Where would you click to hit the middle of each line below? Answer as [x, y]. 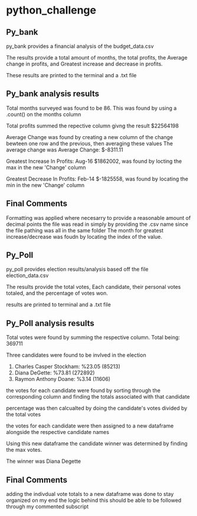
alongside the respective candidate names [58, 432]
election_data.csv [27, 275]
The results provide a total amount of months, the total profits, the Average [97, 57]
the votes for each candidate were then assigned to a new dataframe [90, 426]
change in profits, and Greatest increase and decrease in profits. [85, 64]
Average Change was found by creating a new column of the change [90, 137]
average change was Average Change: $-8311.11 [65, 149]
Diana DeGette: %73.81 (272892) [55, 373]
